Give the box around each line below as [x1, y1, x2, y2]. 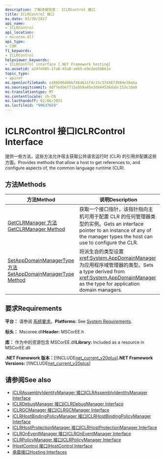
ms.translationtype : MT [5, 89, 54, 94]
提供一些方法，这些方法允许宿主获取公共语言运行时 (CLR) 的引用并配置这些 [5, 153, 157, 159]
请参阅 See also [5, 376, 52, 384]
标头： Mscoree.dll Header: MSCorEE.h [5, 328, 84, 334]
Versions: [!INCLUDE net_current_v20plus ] [5, 360, 91, 366]
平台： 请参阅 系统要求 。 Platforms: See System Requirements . [5, 318, 133, 324]
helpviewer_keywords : [5, 57, 50, 62]
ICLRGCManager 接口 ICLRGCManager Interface [12, 407, 110, 413]
